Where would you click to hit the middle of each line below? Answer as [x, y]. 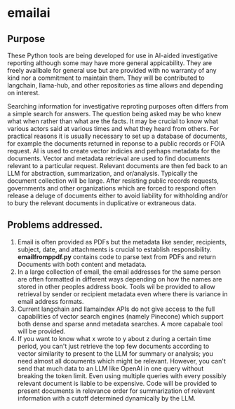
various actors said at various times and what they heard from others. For [113, 129]
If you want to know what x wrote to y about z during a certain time [114, 338]
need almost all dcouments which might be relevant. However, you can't [122, 361]
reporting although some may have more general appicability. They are [110, 63]
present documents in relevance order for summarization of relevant [116, 391]
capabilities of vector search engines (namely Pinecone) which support [120, 316]
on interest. [24, 93]
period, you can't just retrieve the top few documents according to [113, 346]
